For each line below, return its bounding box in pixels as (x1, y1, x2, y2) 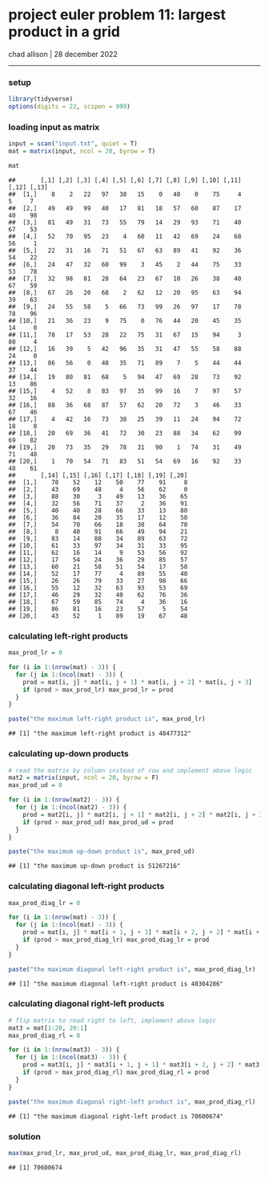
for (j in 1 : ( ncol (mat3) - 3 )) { (15, 1054, 127, 1062)
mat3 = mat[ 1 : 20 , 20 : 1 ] (8, 1024, 88, 1032)
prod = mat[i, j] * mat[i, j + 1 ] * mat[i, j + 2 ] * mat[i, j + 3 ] (22, 678, 253, 686)
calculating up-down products (8, 749, 130, 760)
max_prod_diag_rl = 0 (8, 1031, 81, 1039)
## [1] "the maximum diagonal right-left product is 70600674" (8, 1112, 224, 1120)
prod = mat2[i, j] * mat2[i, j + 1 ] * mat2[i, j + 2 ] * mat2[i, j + (22, 810, 256, 818)
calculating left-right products (8, 630, 129, 642)
